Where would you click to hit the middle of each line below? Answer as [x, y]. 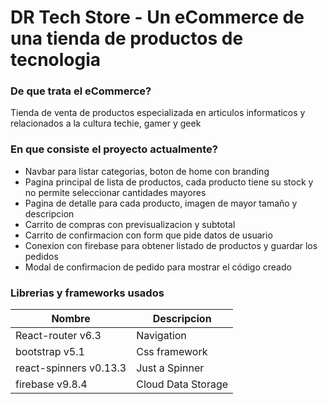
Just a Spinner [170, 368]
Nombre [71, 319]
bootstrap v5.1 [50, 352]
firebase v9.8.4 [51, 384]
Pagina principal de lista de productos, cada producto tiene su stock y [169, 182]
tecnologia [56, 60]
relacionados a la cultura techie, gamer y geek [106, 123]
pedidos [41, 256]
